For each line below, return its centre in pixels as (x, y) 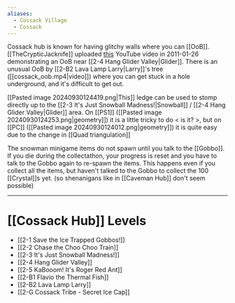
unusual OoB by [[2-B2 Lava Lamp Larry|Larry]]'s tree (85, 69)
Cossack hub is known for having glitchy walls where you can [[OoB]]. (108, 47)
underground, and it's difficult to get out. (66, 84)
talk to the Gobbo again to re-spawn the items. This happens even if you (111, 163)
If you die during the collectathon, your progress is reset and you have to (112, 156)
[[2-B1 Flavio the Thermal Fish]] (63, 277)
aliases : (20, 14)
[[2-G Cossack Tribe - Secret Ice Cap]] (73, 292)
